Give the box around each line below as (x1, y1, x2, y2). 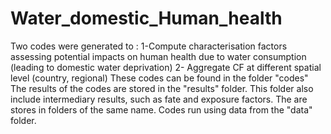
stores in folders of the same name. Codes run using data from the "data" (10, 103, 313, 116)
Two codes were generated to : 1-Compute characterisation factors (10, 40, 288, 52)
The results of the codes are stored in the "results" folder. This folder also (10, 82, 314, 94)
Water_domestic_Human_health (10, 7, 283, 30)
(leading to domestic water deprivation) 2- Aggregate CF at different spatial (10, 61, 322, 73)
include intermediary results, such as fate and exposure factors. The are (10, 93, 308, 105)
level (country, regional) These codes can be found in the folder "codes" (10, 72, 309, 84)
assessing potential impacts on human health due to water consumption (10, 50, 307, 62)
